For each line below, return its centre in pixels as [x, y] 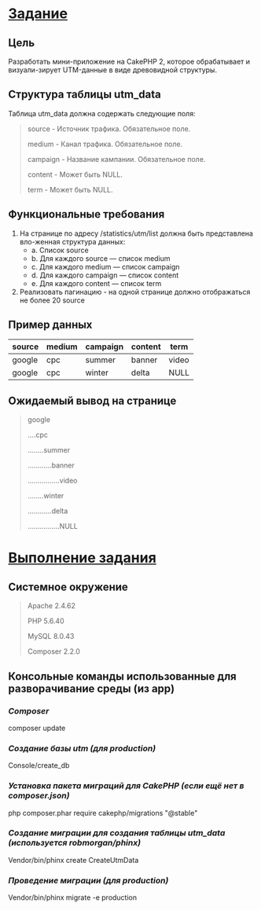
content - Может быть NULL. [75, 174]
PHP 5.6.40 [46, 621]
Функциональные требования [86, 214]
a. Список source [60, 250]
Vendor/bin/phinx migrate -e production [73, 897]
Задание [38, 14]
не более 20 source [52, 300]
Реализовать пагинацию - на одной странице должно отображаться [135, 292]
